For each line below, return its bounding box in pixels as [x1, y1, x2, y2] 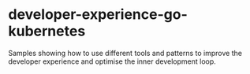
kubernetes [8, 22, 86, 40]
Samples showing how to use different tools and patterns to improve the [8, 48, 243, 57]
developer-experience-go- [8, 6, 188, 24]
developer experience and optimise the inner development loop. [8, 57, 217, 66]
